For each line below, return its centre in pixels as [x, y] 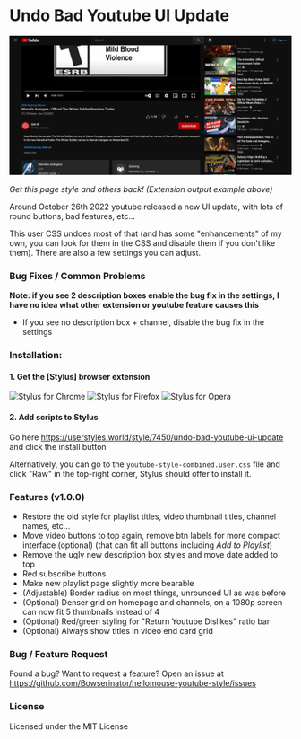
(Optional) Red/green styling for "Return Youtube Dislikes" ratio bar [146, 621]
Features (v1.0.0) [47, 497]
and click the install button [58, 446]
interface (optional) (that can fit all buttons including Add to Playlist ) [147, 545]
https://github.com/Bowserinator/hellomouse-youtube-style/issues [133, 683]
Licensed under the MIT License [69, 726]
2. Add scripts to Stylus [54, 418]
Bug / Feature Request [59, 654]
